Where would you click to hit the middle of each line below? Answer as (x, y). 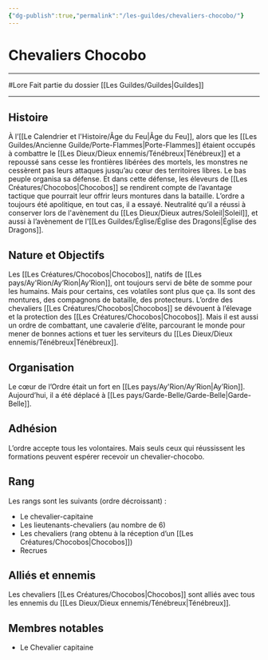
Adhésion (33, 429)
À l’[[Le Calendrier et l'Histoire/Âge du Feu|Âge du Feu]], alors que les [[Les (133, 137)
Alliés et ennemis (52, 576)
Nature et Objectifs (57, 255)
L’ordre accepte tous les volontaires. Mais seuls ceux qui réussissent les (127, 447)
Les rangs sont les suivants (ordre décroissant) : (88, 501)
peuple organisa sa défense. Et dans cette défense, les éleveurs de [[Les (128, 179)
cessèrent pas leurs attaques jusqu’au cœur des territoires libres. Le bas (127, 171)
